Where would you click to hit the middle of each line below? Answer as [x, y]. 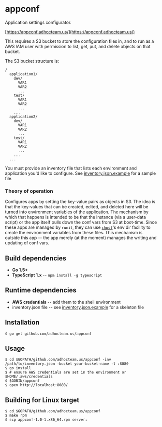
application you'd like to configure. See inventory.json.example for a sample [81, 173]
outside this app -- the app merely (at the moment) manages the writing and [81, 238]
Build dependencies [36, 258]
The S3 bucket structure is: [32, 61]
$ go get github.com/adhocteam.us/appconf [48, 334]
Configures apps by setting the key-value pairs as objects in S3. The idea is [80, 202]
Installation [22, 322]
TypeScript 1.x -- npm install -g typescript [57, 275]
